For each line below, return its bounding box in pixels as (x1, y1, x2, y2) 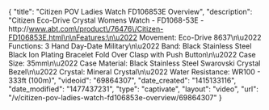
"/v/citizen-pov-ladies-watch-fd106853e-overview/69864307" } (8, 93, 222, 102)
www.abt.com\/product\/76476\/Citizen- (28, 24, 164, 33)
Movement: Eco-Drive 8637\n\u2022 (138, 32, 262, 42)
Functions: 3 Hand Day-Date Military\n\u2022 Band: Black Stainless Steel (8, 41, 252, 51)
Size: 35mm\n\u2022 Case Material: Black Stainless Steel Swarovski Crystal (8, 58, 261, 68)
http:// (8, 24, 30, 33)
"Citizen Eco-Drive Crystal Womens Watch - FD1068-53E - (8, 15, 204, 25)
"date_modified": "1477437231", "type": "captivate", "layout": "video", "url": (8, 84, 258, 94)
